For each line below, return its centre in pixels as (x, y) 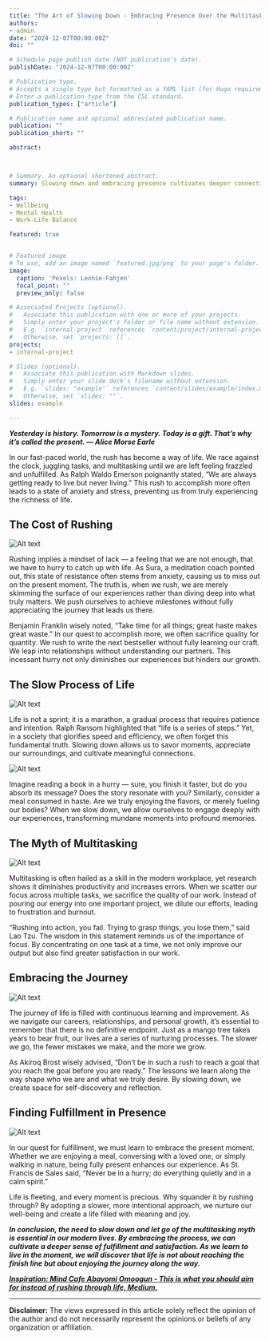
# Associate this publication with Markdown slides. (102, 374)
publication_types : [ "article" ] (63, 104)
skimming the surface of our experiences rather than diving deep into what (132, 593)
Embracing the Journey (69, 978)
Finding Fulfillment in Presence (88, 1113)
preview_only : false (50, 293)
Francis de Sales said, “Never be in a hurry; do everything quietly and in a (130, 1173)
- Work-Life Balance (44, 220)
